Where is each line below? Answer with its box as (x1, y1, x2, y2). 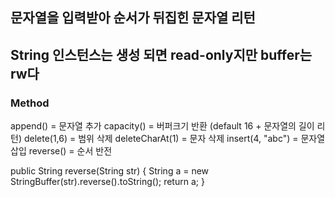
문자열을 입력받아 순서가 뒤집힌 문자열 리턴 (10, 9, 256, 27)
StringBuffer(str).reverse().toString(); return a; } (10, 176, 205, 188)
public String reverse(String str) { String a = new (10, 165, 210, 177)
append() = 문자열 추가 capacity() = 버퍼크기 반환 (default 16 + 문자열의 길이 (10, 120, 315, 132)
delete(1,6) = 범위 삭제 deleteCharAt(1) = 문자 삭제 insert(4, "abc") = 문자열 (23, 133, 326, 145)
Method (10, 96, 50, 110)
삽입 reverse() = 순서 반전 (10, 145, 113, 157)
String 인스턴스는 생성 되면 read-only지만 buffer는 (10, 46, 313, 63)
